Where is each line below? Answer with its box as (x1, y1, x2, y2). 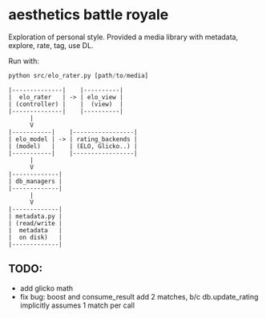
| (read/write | (8, 219, 62, 227)
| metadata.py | (8, 212, 62, 220)
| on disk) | (8, 233, 62, 241)
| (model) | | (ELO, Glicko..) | (8, 142, 138, 150)
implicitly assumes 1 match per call (19, 300, 135, 310)
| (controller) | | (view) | (8, 100, 124, 108)
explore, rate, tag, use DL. (8, 40, 94, 50)
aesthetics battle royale (8, 6, 169, 24)
